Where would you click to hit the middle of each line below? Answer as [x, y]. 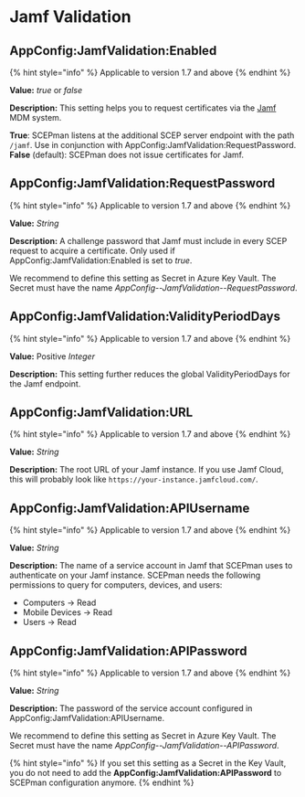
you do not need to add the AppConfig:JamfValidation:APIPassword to [146, 773]
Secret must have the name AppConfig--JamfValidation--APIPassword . [145, 746]
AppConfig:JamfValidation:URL [101, 413]
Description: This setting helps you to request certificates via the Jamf [143, 108]
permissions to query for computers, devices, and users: [116, 585]
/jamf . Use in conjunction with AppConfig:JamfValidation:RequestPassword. [153, 145]
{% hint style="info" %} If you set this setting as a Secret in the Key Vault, [148, 763]
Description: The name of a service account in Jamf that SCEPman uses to [151, 566]
